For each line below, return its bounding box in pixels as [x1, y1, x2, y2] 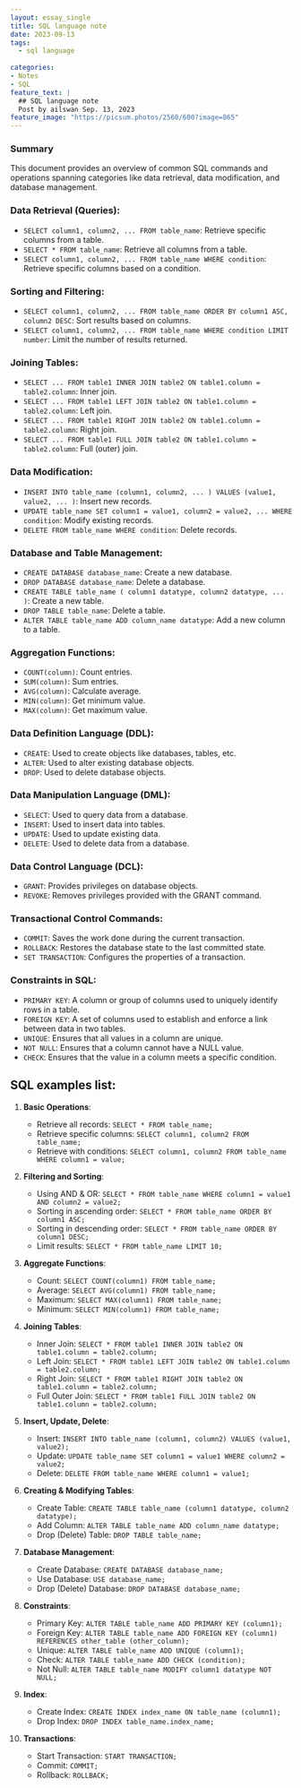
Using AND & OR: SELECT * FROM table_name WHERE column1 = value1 [36, 1188, 291, 1199]
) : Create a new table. [22, 595, 104, 606]
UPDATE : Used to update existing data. [22, 828, 160, 838]
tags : [10, 38, 30, 47]
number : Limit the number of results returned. [22, 334, 188, 345]
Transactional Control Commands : [10, 913, 164, 925]
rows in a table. [22, 1004, 80, 1015]
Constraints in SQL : [10, 974, 97, 986]
